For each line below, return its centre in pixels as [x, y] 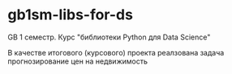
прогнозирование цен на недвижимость [77, 61]
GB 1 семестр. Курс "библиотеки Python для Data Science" [109, 37]
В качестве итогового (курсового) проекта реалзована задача [116, 52]
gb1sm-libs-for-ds [70, 15]
